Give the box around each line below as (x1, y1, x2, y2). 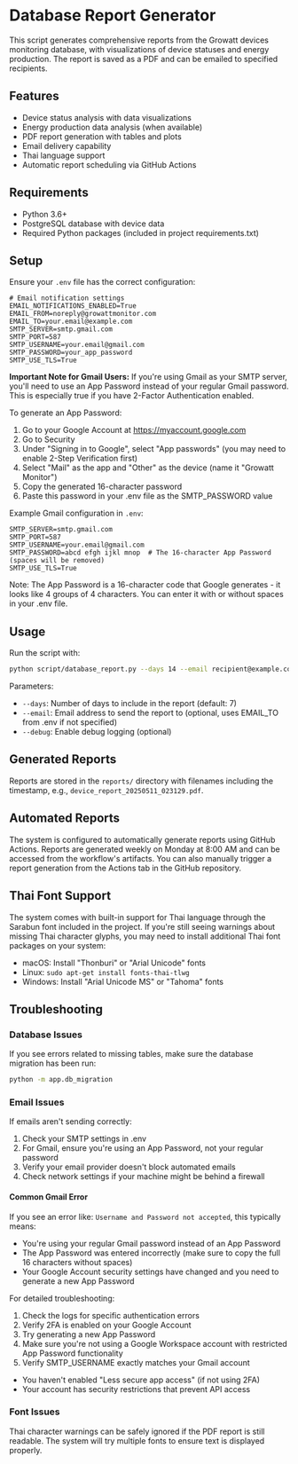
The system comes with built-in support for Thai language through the (9, 911, 266, 923)
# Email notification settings (9, 294, 125, 303)
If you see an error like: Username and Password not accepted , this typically (9, 1211, 281, 1222)
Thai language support (21, 150, 106, 161)
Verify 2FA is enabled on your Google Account (21, 1319, 192, 1330)
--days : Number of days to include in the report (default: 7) (21, 698, 238, 709)
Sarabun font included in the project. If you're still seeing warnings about (9, 921, 276, 932)
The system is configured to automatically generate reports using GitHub (9, 834, 276, 845)
